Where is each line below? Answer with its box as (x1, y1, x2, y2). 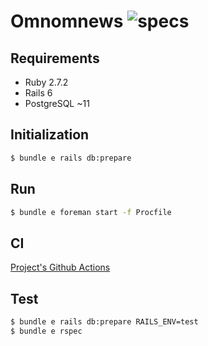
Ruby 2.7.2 (24, 76, 69, 88)
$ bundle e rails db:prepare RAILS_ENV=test (10, 317, 199, 327)
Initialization (10, 126, 90, 144)
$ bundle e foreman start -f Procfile (10, 207, 172, 217)
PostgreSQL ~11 (24, 98, 90, 109)
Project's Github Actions (10, 261, 111, 274)
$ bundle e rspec (10, 326, 83, 336)
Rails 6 (24, 87, 53, 99)
